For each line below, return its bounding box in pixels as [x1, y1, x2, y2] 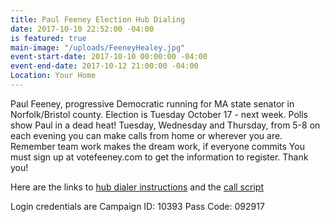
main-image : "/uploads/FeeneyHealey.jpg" [10, 42, 186, 53]
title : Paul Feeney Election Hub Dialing [10, 14, 186, 25]
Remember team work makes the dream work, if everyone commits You [10, 140, 305, 152]
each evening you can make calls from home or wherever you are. [10, 129, 283, 141]
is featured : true [10, 33, 87, 43]
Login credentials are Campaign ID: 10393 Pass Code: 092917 [10, 200, 265, 212]
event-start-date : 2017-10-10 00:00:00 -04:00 [10, 52, 208, 62]
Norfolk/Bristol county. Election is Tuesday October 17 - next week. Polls [10, 108, 308, 120]
